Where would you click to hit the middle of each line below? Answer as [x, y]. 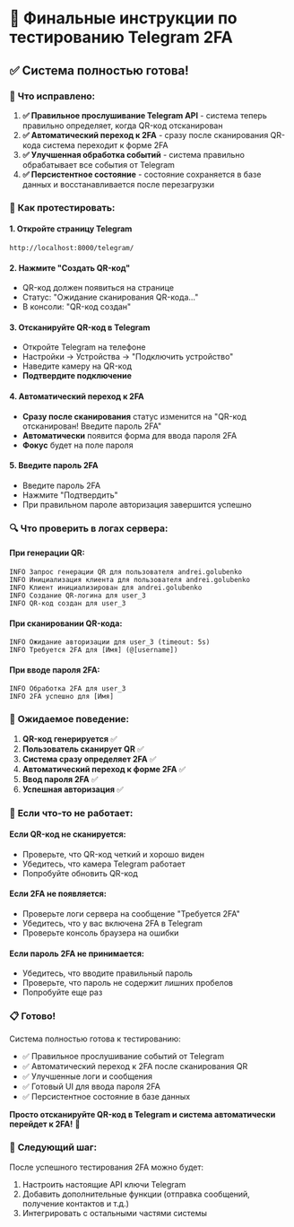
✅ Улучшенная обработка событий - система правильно [133, 154]
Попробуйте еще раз [62, 992]
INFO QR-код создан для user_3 [68, 603]
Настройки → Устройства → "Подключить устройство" [128, 357]
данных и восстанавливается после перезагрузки [118, 184]
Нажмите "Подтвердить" [70, 495]
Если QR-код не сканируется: [68, 834]
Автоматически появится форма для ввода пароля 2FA [130, 435]
